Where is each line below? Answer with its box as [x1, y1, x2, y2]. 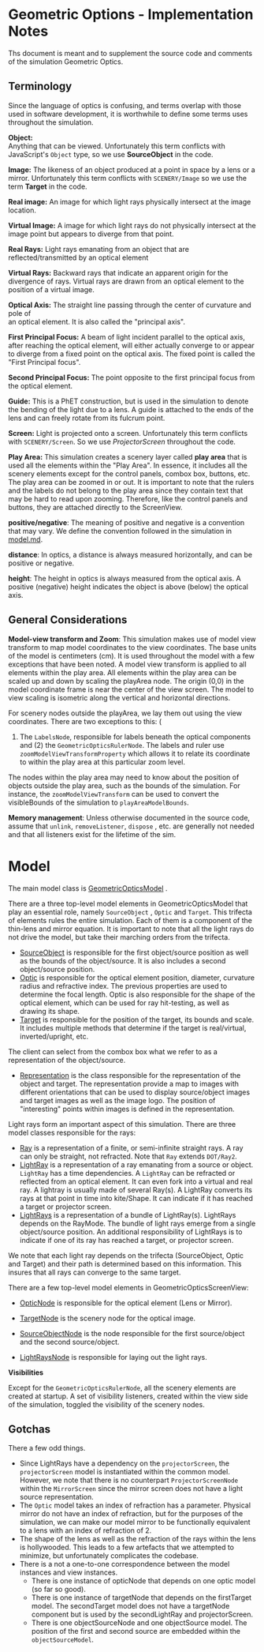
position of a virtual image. [8, 284, 95, 294]
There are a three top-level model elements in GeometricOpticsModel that [8, 899, 248, 908]
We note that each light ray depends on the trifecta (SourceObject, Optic [8, 1250, 244, 1260]
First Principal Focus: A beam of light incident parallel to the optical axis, [8, 332, 246, 341]
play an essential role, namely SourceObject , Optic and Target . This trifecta [8, 907, 252, 917]
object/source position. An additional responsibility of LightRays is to [19, 1226, 243, 1237]
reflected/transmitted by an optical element [8, 253, 149, 262]
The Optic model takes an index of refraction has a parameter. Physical [19, 1500, 251, 1510]
